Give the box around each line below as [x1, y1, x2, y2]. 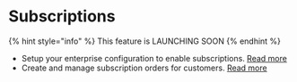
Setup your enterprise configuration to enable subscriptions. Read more [21, 53, 288, 63]
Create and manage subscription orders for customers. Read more [21, 62, 267, 73]
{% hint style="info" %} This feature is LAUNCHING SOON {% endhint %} [8, 36, 282, 46]
